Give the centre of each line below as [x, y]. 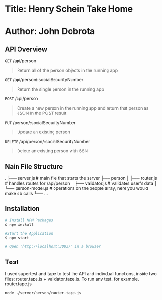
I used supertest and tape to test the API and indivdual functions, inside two [81, 273]
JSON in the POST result [42, 113]
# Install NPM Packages [29, 220]
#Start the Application [29, 233]
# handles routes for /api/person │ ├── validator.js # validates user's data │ [81, 183]
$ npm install [19, 225]
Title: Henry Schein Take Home [69, 9]
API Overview [26, 49]
